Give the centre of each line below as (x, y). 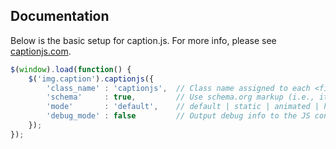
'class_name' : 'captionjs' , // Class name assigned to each (178, 88)
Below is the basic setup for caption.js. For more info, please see (143, 40)
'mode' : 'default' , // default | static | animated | (183, 107)
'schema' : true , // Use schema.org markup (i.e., (180, 97)
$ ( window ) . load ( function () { (71, 69)
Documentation (60, 16)
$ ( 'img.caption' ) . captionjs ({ (91, 79)
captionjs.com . (41, 51)
